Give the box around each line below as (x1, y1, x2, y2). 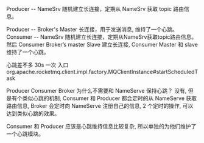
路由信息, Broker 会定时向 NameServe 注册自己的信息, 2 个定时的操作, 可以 (6, 102, 194, 109)
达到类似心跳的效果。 (6, 110, 60, 117)
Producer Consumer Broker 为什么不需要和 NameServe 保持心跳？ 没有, (6, 87, 187, 94)
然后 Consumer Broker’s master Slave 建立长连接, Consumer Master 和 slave (6, 41, 198, 48)
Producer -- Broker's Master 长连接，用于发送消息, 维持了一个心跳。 (6, 26, 178, 33)
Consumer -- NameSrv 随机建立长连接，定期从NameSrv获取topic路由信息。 (6, 33, 197, 41)
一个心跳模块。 (6, 130, 44, 138)
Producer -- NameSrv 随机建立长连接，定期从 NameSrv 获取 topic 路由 (6, 5, 185, 12)
